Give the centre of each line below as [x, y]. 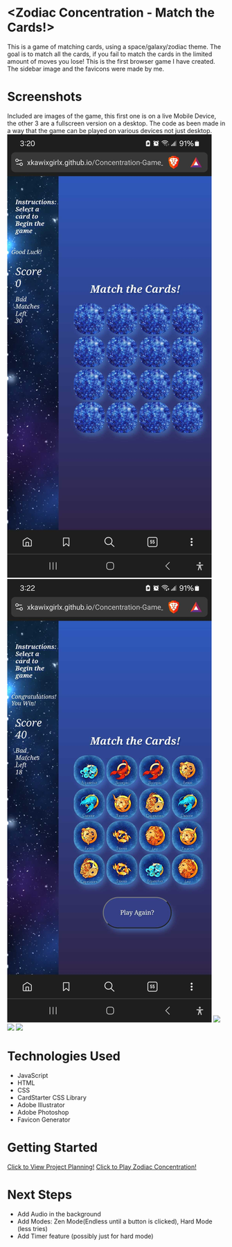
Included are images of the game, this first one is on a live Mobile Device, [112, 116]
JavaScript [33, 1075]
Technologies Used [64, 1056]
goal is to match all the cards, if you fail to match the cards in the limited [110, 54]
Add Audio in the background [59, 1214]
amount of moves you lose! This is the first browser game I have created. [111, 61]
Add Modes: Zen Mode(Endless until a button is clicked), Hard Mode [115, 1221]
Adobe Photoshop [43, 1112]
